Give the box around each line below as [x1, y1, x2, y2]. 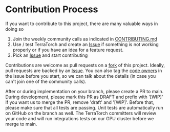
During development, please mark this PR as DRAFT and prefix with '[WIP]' [5, 94, 163, 100]
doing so [5, 26, 24, 32]
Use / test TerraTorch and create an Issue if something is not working [12, 41, 159, 47]
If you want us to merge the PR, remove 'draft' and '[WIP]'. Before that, [5, 99, 155, 105]
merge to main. [5, 121, 37, 127]
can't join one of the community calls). [5, 78, 87, 84]
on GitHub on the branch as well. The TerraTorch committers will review [5, 110, 157, 116]
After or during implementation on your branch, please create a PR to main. [5, 88, 164, 94]
